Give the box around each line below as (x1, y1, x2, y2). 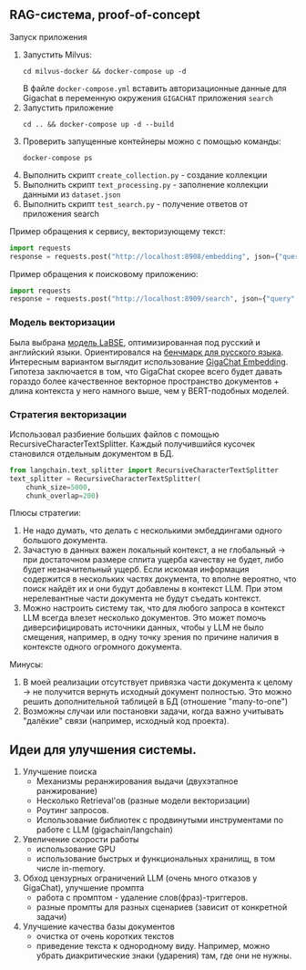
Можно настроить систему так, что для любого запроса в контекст (22, 603, 285, 614)
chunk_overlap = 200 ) (25, 491, 100, 500)
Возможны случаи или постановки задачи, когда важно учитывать (22, 706, 284, 717)
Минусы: (9, 659, 44, 670)
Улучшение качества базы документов (22, 921, 176, 933)
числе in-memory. (36, 863, 107, 874)
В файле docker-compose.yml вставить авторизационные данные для (22, 82, 287, 94)
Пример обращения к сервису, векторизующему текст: (9, 225, 226, 236)
